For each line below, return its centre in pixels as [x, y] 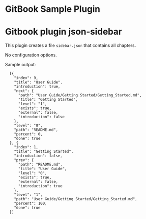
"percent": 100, [31, 204]
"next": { [24, 91]
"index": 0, [26, 78]
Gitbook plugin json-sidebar [63, 32]
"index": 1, [26, 147]
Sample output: [20, 65]
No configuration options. [31, 55]
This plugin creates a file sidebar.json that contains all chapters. [71, 45]
